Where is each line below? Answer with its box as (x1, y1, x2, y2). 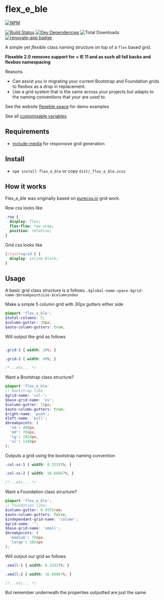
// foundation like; (5, 503, 48, 508)
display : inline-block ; (9, 256, 58, 261)
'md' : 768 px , (9, 430, 37, 435)
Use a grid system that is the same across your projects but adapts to (12, 88, 154, 94)
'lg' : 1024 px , (9, 434, 39, 439)
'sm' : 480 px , (9, 425, 37, 430)
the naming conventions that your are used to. (12, 94, 106, 100)
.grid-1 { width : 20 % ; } (5, 347, 56, 352)
